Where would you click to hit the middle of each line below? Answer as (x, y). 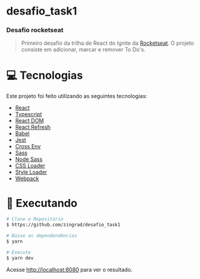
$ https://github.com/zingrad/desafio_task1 (63, 225)
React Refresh (33, 127)
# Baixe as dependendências (42, 236)
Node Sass (29, 159)
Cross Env (28, 146)
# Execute (19, 252)
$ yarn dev (20, 258)
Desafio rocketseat (35, 30)
